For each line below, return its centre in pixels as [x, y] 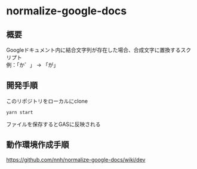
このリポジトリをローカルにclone [47, 101]
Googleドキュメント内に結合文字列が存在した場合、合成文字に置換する [93, 50]
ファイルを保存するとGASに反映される [53, 124]
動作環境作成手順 [38, 145]
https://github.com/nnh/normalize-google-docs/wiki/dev [76, 159]
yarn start [20, 112]
